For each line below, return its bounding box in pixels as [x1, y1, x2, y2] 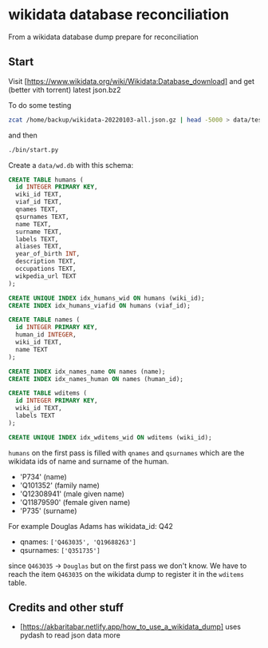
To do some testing [8, 100, 72, 109]
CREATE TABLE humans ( [8, 176, 84, 184]
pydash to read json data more [19, 630, 121, 640]
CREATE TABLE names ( [8, 316, 81, 324]
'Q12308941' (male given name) [19, 489, 125, 499]
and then [8, 130, 37, 140]
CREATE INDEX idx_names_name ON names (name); [8, 368, 166, 376]
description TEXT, [15, 257, 77, 265]
